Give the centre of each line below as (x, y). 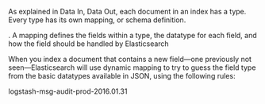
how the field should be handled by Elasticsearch (88, 44)
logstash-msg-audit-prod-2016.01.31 (68, 91)
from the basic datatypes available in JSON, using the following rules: (122, 76)
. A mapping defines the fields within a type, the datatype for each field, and (133, 35)
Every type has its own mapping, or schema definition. (97, 20)
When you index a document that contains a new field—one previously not (130, 59)
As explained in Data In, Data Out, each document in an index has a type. (127, 12)
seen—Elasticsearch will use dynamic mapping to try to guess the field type (132, 67)
